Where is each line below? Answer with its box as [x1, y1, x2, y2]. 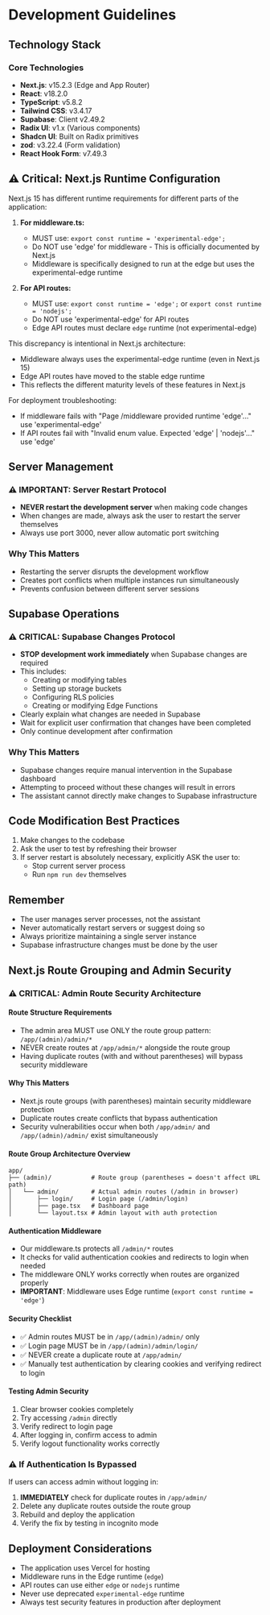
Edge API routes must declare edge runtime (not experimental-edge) [31, 322, 257, 332]
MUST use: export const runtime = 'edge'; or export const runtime [31, 298, 262, 308]
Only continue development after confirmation [19, 727, 173, 737]
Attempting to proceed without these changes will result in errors [19, 782, 235, 791]
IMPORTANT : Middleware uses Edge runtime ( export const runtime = [19, 1287, 253, 1297]
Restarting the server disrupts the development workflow [19, 567, 209, 576]
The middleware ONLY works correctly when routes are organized [19, 1269, 239, 1279]
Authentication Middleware [8, 1226, 102, 1235]
